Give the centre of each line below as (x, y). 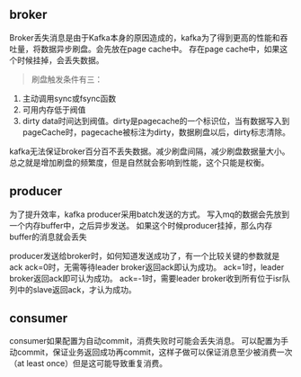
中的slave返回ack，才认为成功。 (76, 289)
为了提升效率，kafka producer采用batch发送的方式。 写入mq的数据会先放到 (150, 214)
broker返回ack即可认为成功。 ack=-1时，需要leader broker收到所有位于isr (146, 278)
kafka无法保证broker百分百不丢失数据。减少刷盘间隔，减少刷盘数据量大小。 (150, 151)
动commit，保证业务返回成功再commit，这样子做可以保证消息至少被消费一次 (151, 352)
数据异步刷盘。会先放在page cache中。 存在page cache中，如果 (160, 49)
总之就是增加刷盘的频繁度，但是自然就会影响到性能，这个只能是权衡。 (139, 162)
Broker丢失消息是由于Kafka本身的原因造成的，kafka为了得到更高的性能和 (145, 37)
